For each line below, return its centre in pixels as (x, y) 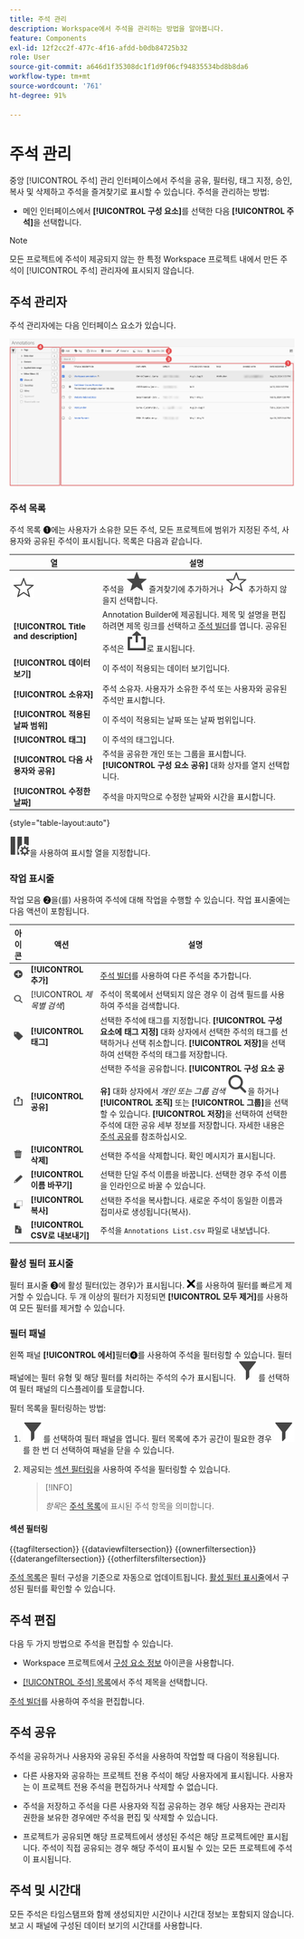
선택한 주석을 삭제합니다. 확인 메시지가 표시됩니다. (188, 1156)
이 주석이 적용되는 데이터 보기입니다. (166, 668)
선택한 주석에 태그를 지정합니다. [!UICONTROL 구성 (191, 1020)
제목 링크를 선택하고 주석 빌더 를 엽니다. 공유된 (207, 626)
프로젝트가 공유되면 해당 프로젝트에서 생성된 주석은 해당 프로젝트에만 (143, 1836)
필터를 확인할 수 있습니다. (71, 1589)
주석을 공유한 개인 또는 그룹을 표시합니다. (175, 754)
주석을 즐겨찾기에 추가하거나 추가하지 (190, 589)
